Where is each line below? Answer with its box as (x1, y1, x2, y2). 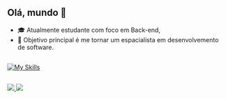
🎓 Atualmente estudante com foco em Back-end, (17, 26, 160, 34)
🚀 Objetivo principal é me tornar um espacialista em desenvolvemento (17, 35, 219, 44)
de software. (17, 43, 54, 51)
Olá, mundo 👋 (7, 7, 67, 19)
